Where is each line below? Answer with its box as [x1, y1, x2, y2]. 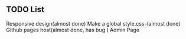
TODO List [6, 5, 44, 15]
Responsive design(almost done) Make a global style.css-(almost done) [6, 20, 181, 27]
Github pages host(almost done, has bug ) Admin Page [6, 26, 140, 33]
